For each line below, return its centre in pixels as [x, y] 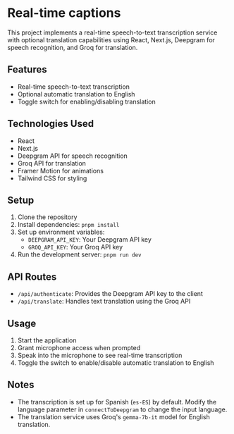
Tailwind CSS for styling [52, 178]
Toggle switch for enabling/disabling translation [87, 101]
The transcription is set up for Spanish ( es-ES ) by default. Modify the [117, 402]
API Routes [32, 277]
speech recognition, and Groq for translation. [73, 47]
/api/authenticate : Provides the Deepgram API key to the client [110, 294]
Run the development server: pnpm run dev [79, 254]
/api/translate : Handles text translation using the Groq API [104, 302]
